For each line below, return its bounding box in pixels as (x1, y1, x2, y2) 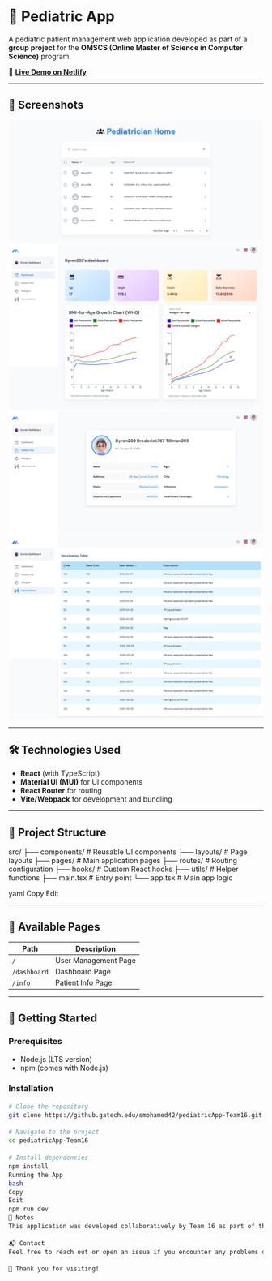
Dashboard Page (55, 967, 112, 977)
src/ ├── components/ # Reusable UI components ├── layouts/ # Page (8, 847, 249, 857)
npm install (8, 1162, 49, 1171)
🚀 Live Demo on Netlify (8, 67, 87, 76)
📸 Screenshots (8, 98, 84, 112)
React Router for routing (19, 786, 103, 796)
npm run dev (8, 1205, 49, 1214)
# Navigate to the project (8, 1128, 100, 1137)
